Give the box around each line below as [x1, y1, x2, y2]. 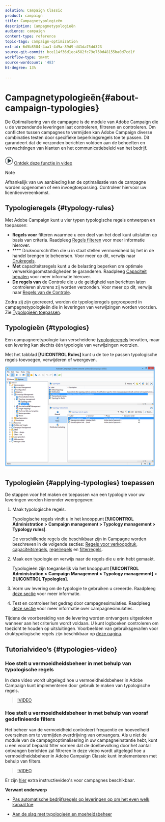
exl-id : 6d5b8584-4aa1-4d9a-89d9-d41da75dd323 [5, 44, 102, 49]
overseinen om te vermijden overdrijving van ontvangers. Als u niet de [5, 732, 147, 738]
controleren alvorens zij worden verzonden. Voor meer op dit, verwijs [12, 284, 152, 290]
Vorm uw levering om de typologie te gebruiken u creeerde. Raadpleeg [12, 586, 156, 592]
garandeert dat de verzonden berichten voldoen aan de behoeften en [5, 140, 146, 146]
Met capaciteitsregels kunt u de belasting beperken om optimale [12, 263, 143, 269]
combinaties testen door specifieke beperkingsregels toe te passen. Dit [5, 134, 150, 140]
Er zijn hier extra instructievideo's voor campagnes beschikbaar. [5, 777, 135, 783]
